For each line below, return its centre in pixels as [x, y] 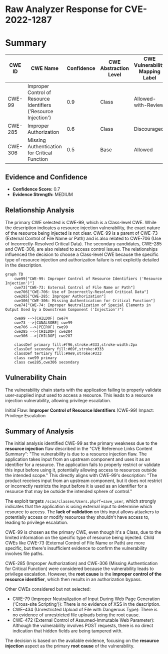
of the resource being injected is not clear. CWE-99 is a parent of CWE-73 [81, 233]
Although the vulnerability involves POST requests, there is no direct [83, 626]
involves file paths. [24, 553]
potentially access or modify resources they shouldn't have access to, [77, 517]
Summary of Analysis [39, 431]
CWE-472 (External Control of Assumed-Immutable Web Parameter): [83, 620]
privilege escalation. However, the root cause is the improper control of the [83, 574]
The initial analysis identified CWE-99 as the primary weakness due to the [81, 443]
